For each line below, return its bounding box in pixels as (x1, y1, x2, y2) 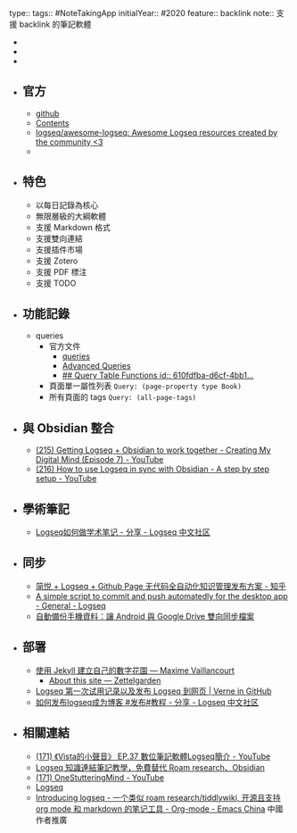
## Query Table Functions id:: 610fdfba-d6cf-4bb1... (62, 370, 254, 381)
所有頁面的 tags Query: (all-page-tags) (48, 392, 197, 403)
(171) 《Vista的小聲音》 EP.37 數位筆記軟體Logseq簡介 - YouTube (35, 751, 271, 762)
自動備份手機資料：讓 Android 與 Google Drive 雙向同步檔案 (35, 611, 255, 621)
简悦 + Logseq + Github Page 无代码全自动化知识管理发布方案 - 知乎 (35, 580, 287, 591)
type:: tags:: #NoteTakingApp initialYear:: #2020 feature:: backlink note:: (9, 8, 275, 18)
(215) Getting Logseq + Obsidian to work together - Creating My (35, 445, 271, 455)
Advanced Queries (62, 361, 131, 371)
